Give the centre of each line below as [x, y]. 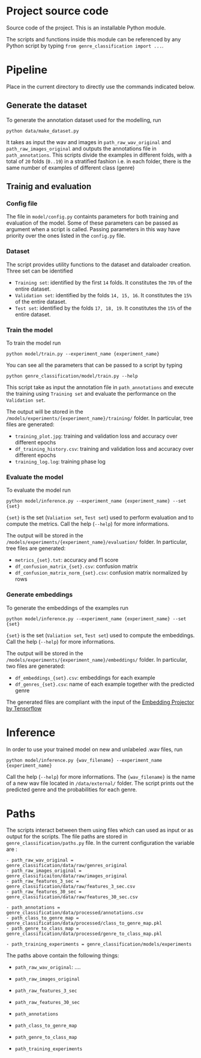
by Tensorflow [24, 708]
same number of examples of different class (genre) [70, 168]
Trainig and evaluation [49, 186]
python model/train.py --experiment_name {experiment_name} [83, 354]
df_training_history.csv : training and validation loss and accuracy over [104, 449]
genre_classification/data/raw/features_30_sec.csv [72, 897]
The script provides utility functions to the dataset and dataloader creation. [99, 264]
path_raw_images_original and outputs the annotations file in [82, 148]
